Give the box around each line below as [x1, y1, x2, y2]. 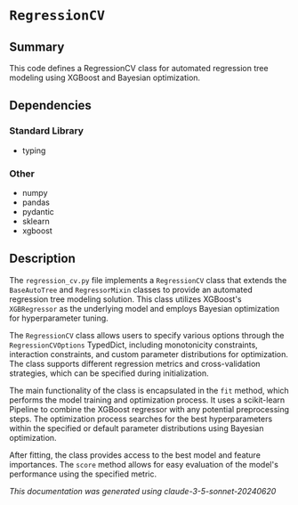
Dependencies [9, 98, 92, 113]
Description [9, 251, 76, 266]
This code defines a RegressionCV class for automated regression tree [9, 63, 269, 73]
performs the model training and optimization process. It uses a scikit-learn [9, 395, 286, 405]
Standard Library [9, 125, 85, 137]
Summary [9, 39, 65, 54]
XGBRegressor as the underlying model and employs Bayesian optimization [9, 303, 280, 314]
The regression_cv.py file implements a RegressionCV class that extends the [9, 274, 287, 285]
